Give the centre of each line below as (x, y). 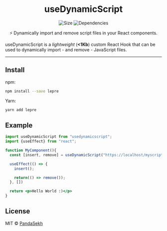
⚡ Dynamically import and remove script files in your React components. (83, 33)
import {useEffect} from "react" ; (41, 141)
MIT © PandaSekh (24, 223)
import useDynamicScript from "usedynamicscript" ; (59, 137)
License (18, 211)
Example (19, 125)
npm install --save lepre (32, 91)
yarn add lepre (21, 110)
